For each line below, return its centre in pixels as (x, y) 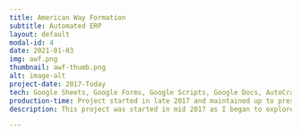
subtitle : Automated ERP (56, 26)
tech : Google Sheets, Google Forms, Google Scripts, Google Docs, (136, 92)
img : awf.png (34, 59)
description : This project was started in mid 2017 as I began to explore (152, 109)
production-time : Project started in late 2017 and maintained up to (142, 101)
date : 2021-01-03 (42, 51)
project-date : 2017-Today (57, 84)
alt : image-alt (38, 76)
